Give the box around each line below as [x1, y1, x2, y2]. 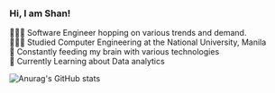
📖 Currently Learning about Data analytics [9, 56, 165, 67]
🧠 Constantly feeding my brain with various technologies [9, 46, 220, 57]
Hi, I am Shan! [9, 7, 71, 20]
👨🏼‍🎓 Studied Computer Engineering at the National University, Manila [9, 37, 267, 47]
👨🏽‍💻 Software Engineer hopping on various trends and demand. [9, 28, 247, 38]
